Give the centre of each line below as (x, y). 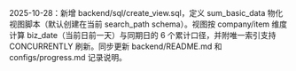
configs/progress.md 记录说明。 (68, 57)
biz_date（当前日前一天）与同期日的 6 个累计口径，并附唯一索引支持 (151, 35)
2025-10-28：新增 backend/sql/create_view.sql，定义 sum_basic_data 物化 (146, 13)
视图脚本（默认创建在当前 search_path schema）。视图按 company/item (140, 24)
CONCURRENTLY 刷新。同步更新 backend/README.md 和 (116, 46)
